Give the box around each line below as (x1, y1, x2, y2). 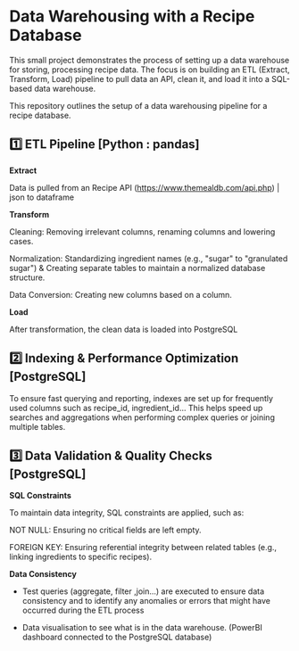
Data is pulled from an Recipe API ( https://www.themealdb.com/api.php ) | (9, 182, 280, 193)
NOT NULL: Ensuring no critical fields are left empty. (9, 524, 203, 536)
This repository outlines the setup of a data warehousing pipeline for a (9, 100, 268, 111)
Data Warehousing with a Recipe (9, 6, 255, 27)
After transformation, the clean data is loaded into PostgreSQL (9, 324, 238, 334)
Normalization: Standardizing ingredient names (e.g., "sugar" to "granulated (9, 252, 288, 264)
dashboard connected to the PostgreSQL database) (21, 631, 212, 643)
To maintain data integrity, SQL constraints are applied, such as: (9, 507, 245, 518)
